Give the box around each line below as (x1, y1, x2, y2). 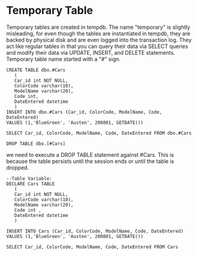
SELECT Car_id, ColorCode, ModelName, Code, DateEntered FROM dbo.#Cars (6, 130, 192, 136)
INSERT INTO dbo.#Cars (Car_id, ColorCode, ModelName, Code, (6, 109, 163, 115)
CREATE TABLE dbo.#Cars (6, 67, 66, 73)
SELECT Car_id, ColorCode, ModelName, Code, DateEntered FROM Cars (6, 244, 179, 250)
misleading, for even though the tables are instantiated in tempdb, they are (6, 29, 191, 37)
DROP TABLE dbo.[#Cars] (6, 141, 66, 147)
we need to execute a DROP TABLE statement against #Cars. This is (6, 151, 174, 158)
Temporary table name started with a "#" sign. (6, 55, 121, 62)
